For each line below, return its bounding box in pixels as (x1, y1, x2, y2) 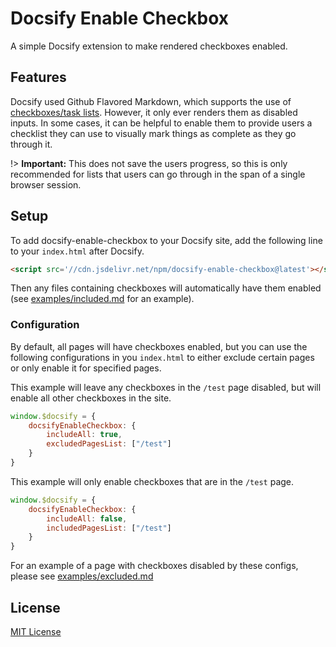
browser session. (10, 178, 82, 191)
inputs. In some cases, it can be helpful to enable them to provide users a (10, 117, 313, 129)
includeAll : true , (46, 430, 123, 440)
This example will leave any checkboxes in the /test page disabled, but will (10, 381, 322, 393)
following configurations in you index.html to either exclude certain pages (10, 351, 315, 363)
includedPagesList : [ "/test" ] (46, 523, 172, 533)
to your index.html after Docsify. (10, 245, 145, 257)
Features (10, 69, 67, 86)
